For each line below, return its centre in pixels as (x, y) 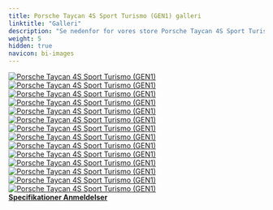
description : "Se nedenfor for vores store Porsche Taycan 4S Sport (127, 31)
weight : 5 (25, 39)
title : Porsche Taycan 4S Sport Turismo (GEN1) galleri (105, 16)
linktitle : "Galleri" (45, 24)
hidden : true (30, 46)
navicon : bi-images (41, 54)
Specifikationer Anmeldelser (58, 197)
